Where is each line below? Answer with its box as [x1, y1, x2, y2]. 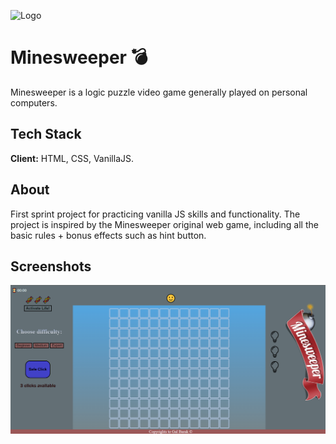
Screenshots [10, 258, 92, 275]
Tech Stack [10, 126, 82, 143]
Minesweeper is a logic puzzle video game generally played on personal [10, 86, 308, 98]
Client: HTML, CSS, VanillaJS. [10, 152, 135, 164]
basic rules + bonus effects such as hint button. [10, 229, 207, 241]
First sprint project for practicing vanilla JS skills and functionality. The [10, 208, 301, 220]
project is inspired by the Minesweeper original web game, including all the [10, 218, 319, 230]
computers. [10, 96, 58, 109]
